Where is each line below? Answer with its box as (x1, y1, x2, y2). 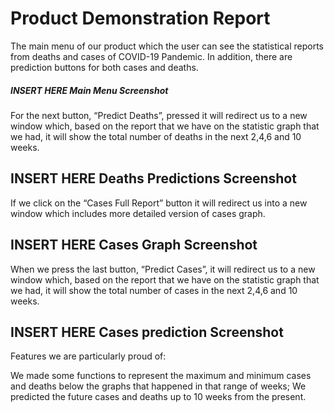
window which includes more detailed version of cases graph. (10, 207, 266, 219)
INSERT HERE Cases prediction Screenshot (10, 323, 284, 341)
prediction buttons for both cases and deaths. (10, 61, 199, 73)
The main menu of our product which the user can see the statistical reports (10, 40, 325, 52)
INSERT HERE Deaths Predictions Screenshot (10, 170, 297, 187)
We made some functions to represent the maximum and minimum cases (10, 370, 312, 382)
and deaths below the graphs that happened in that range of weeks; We (10, 380, 307, 392)
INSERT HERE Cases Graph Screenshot (10, 237, 258, 254)
